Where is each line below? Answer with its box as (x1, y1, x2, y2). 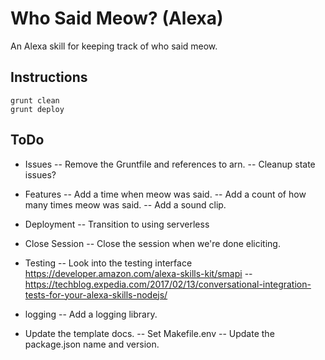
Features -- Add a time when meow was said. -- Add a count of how (24, 188, 307, 200)
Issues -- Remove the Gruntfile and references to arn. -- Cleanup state (24, 158, 316, 170)
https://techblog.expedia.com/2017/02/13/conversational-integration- (24, 278, 312, 290)
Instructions (10, 69, 88, 86)
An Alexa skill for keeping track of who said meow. (10, 40, 218, 52)
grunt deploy (10, 104, 65, 114)
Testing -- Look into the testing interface (24, 257, 193, 269)
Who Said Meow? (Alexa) (10, 7, 224, 30)
